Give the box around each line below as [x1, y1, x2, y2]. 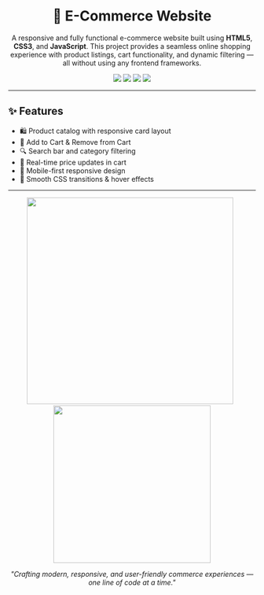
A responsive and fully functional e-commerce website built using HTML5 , [11, 33, 253, 42]
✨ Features [8, 105, 64, 118]
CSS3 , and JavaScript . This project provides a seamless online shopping [13, 41, 251, 50]
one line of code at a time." [88, 578, 176, 587]
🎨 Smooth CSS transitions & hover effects [19, 174, 155, 183]
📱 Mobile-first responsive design [19, 165, 126, 176]
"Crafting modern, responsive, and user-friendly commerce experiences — [10, 569, 254, 578]
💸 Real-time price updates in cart [19, 157, 127, 167]
